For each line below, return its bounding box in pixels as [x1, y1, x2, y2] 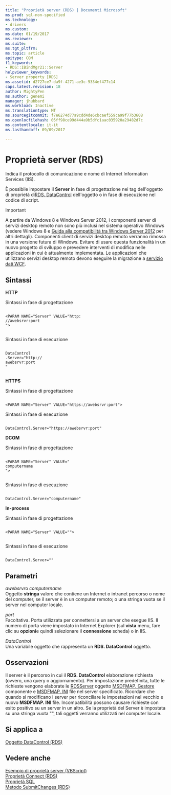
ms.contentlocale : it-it [5, 122, 58, 128]
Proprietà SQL [5, 778, 35, 785]
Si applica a [5, 725, 43, 734]
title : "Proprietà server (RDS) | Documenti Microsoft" [5, 7, 127, 13]
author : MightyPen [5, 89, 45, 94]
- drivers [5, 22, 27, 27]
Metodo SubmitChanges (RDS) [5, 784, 70, 790]
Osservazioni [5, 658, 49, 667]
